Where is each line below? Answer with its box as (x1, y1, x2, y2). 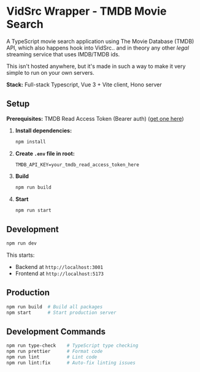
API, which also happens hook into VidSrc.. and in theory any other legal (6, 44, 189, 51)
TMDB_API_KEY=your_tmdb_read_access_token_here (15, 161, 139, 168)
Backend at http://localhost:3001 (15, 264, 103, 271)
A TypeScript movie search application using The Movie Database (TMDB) (6, 37, 194, 45)
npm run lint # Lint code (6, 354, 98, 360)
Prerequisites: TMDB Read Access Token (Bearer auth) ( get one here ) (6, 115, 184, 122)
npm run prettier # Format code (6, 348, 103, 355)
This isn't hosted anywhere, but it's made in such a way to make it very (6, 63, 186, 70)
